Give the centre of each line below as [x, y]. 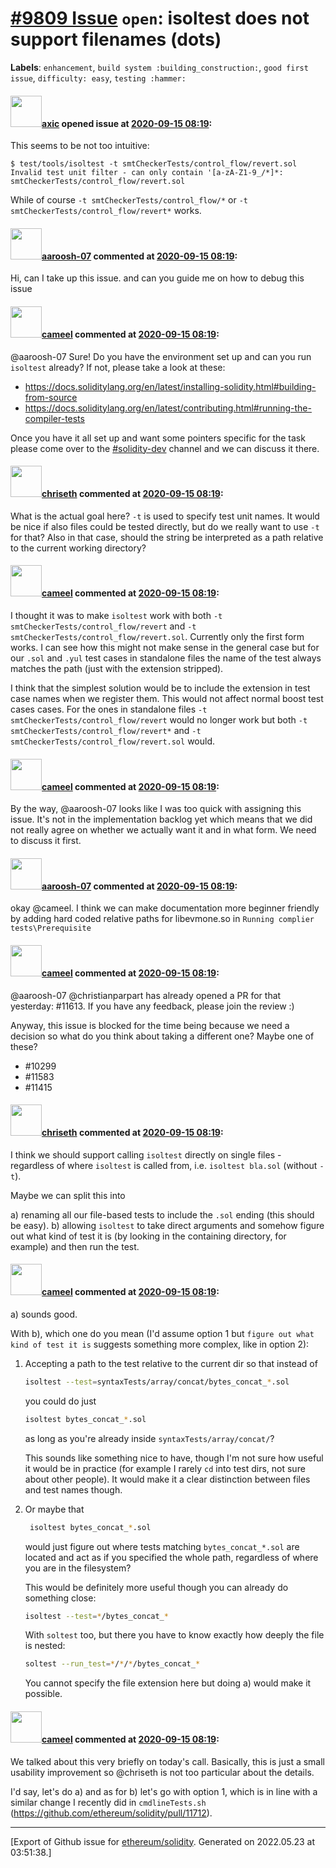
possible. [43, 1694]
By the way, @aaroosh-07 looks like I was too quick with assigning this [156, 809]
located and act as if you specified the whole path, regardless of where [171, 1557]
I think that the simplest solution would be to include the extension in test [160, 688]
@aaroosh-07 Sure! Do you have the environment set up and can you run [161, 356]
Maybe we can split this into [68, 1195]
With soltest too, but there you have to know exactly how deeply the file [174, 1635]
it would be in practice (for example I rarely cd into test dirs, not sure [165, 1468]
